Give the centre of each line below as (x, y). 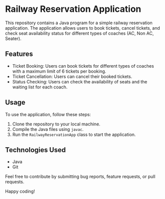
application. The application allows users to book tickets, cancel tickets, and (82, 28)
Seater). (13, 39)
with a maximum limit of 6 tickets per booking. (59, 71)
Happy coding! (20, 192)
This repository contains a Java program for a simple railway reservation (79, 23)
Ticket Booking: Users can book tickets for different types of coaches (83, 66)
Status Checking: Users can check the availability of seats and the (80, 81)
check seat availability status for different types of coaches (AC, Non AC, (80, 33)
